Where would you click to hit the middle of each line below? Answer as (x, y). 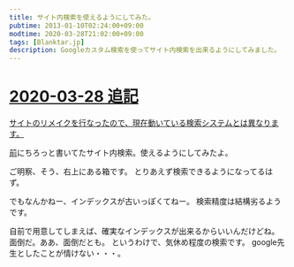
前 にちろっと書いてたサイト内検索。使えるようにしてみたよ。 (121, 153)
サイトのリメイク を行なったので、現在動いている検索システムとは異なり (140, 123)
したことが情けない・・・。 (75, 254)
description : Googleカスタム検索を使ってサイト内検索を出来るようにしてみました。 (145, 50)
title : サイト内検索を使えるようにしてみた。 (82, 17)
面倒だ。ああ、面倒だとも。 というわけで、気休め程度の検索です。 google (143, 242)
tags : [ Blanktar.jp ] (47, 42)
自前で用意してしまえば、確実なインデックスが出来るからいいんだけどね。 (144, 232)
